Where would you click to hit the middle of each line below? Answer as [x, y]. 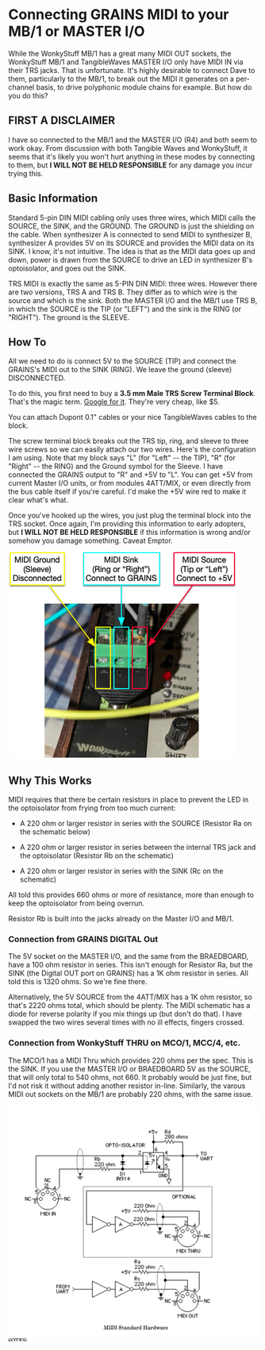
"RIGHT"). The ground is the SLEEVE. [69, 317]
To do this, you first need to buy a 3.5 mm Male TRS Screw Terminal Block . [132, 394]
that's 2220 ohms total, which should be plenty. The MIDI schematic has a [129, 1006]
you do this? [28, 95]
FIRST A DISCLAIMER [62, 121]
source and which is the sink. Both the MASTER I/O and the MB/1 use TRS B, [133, 300]
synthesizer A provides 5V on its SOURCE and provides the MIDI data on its [131, 243]
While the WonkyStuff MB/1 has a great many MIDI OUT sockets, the [120, 53]
